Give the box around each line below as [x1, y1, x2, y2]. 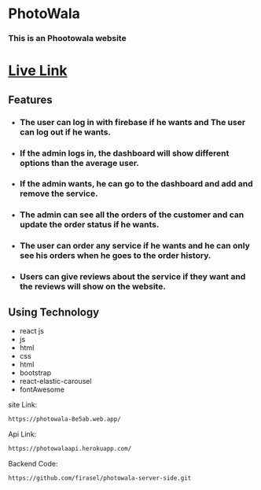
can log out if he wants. [19, 127, 112, 138]
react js [19, 326, 45, 336]
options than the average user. [19, 157, 139, 168]
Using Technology [8, 305, 100, 319]
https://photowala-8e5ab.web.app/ [8, 415, 122, 423]
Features [8, 93, 53, 106]
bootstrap [19, 368, 52, 378]
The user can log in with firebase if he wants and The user [19, 116, 246, 127]
